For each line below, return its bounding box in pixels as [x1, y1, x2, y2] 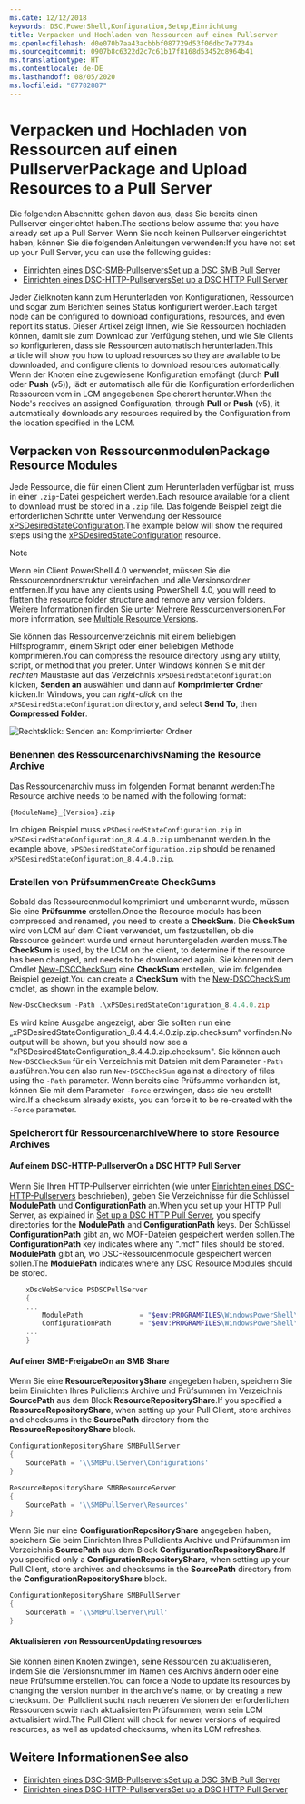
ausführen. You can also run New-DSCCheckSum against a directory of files [9, 1065, 275, 1076]
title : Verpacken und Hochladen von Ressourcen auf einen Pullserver [9, 30, 279, 39]
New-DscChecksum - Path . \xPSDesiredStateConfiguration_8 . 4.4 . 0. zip [9, 1001, 271, 1010]
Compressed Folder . [9, 708, 88, 719]
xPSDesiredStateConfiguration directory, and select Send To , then [9, 699, 257, 710]
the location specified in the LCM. [9, 417, 136, 428]
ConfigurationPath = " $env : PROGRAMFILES [42, 1319, 221, 1328]
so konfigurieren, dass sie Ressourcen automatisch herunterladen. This [9, 340, 274, 351]
